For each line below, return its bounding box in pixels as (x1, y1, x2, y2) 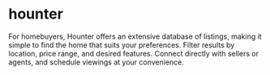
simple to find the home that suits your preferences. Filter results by (8, 40, 235, 49)
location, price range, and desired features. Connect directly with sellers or (8, 48, 259, 58)
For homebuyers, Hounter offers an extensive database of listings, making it (8, 31, 262, 41)
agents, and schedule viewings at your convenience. (8, 57, 185, 67)
